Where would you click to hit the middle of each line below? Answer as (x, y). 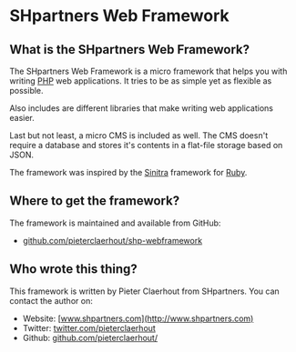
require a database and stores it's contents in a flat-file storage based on (146, 145)
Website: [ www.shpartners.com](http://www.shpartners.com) (138, 318)
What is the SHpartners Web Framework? (130, 50)
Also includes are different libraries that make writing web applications (141, 108)
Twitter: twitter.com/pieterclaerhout (89, 327)
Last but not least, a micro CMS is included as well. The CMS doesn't (139, 136)
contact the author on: (51, 300)
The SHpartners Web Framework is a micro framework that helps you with (148, 71)
